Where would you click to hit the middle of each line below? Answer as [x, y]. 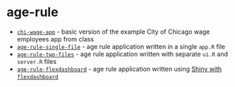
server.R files [37, 61]
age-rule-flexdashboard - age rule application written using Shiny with [119, 69]
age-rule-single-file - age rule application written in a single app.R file [121, 46]
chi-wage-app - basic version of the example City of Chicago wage [113, 32]
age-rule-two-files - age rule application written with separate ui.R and [122, 54]
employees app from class [55, 39]
